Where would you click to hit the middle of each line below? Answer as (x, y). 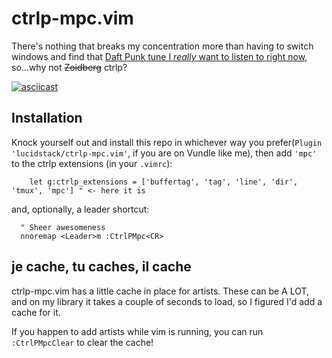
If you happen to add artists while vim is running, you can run (137, 331)
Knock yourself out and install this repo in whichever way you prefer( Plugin (167, 142)
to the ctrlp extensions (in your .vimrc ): (92, 163)
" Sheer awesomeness (63, 227)
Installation (47, 118)
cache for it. (36, 312)
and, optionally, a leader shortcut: (80, 209)
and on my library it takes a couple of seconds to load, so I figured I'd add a (167, 301)
